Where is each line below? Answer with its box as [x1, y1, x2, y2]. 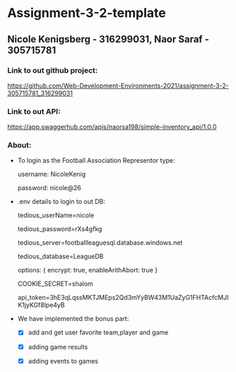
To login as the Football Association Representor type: [17, 156, 175, 165]
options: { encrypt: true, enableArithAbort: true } [17, 266, 158, 274]
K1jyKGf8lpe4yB [17, 301, 65, 309]
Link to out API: [7, 106, 61, 116]
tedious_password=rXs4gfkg [17, 225, 102, 233]
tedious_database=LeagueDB [17, 252, 104, 261]
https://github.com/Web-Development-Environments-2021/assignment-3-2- [7, 81, 230, 90]
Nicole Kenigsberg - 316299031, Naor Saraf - [7, 33, 210, 45]
